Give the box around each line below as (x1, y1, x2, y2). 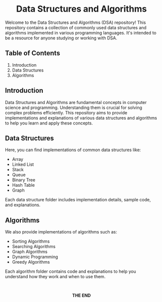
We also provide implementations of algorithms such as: (5, 229, 117, 235)
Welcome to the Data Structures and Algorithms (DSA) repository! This (5, 19, 146, 25)
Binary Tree (12, 177, 35, 183)
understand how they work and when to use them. (5, 274, 106, 280)
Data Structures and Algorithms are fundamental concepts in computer (5, 99, 147, 105)
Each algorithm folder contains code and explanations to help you (5, 268, 136, 274)
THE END (72, 293, 91, 299)
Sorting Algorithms (12, 238, 50, 244)
